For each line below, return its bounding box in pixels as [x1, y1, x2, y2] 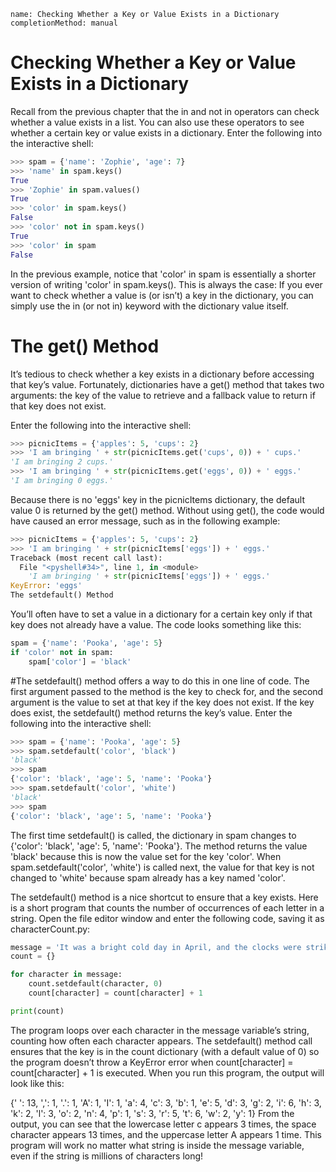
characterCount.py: [10, 923, 91, 935]
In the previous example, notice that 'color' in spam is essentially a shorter [10, 268, 317, 280]
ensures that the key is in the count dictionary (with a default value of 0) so [10, 1045, 320, 1057]
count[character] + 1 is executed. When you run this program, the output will [10, 1066, 325, 1079]
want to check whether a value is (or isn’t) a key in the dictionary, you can [10, 289, 314, 301]
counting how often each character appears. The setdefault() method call [10, 1035, 313, 1047]
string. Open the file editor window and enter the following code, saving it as [10, 912, 325, 924]
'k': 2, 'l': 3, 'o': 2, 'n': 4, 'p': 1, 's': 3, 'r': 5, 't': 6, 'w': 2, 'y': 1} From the [10, 1107, 295, 1119]
